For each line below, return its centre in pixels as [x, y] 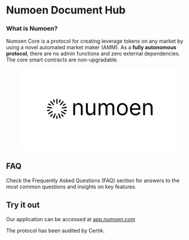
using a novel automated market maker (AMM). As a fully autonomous [91, 47]
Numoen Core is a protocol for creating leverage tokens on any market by [95, 41]
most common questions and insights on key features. [71, 186]
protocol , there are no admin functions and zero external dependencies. [93, 54]
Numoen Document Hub [66, 10]
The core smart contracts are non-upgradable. [62, 60]
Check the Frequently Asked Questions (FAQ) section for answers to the [93, 180]
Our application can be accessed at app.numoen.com [71, 219]
